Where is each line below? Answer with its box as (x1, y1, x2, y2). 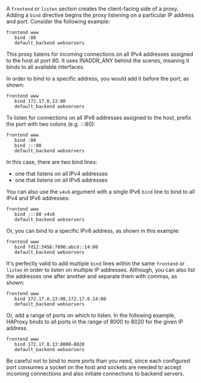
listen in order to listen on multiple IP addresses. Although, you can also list (6, 266, 196, 273)
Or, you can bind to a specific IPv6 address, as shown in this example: (6, 227, 180, 234)
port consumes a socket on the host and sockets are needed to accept (6, 364, 182, 370)
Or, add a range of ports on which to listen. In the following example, (6, 312, 176, 319)
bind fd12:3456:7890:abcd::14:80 (14, 244, 98, 250)
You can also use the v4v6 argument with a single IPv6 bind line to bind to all (6, 188, 195, 195)
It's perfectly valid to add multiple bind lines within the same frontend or (6, 260, 185, 267)
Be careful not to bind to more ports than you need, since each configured (6, 357, 191, 364)
